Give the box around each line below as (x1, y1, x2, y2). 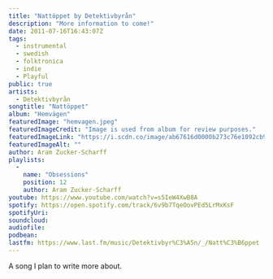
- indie (15, 65, 42, 73)
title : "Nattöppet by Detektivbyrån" (8, 11, 136, 20)
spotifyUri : (8, 208, 49, 216)
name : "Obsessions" (23, 171, 89, 179)
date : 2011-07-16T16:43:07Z (8, 27, 104, 35)
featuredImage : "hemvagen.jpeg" (8, 118, 118, 126)
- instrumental (15, 42, 67, 50)
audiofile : (8, 224, 45, 232)
